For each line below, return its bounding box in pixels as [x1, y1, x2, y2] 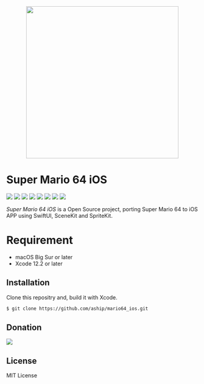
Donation [6, 322, 42, 332]
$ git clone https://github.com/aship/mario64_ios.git [6, 305, 149, 312]
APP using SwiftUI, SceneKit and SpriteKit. [6, 212, 113, 219]
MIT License [6, 372, 38, 379]
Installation [6, 278, 50, 288]
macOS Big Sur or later [15, 253, 73, 260]
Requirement [6, 234, 73, 247]
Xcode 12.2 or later [15, 260, 63, 267]
